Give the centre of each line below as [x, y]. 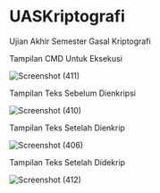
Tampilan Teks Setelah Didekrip [67, 162]
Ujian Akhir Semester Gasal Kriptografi [80, 41]
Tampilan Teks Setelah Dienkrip [67, 128]
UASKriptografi [67, 17]
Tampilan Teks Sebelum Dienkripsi [73, 93]
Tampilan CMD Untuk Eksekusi [66, 58]
